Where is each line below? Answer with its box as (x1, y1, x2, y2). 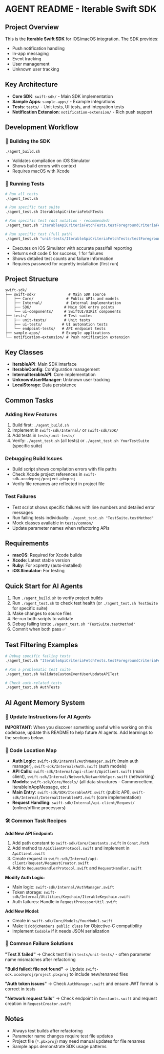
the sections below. (5, 734, 44, 740)
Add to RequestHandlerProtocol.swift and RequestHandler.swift (12, 865, 142, 871)
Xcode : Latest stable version (12, 557, 70, 563)
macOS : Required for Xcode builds (12, 552, 82, 558)
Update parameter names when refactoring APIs (12, 525, 110, 531)
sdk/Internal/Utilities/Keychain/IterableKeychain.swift (12, 894, 131, 899)
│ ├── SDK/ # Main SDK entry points (5, 305, 115, 310)
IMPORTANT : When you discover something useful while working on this (5, 724, 152, 730)
